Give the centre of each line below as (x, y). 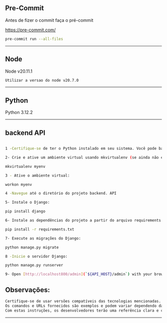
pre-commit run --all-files (34, 39)
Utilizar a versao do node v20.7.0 (42, 80)
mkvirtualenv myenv (25, 166)
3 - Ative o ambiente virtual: (38, 175)
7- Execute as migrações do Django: (43, 238)
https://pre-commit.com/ (31, 30)
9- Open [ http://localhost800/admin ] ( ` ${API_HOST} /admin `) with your (79, 274)
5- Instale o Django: (28, 203)
